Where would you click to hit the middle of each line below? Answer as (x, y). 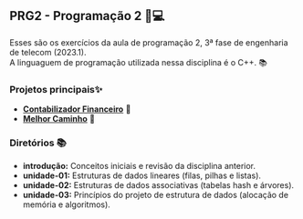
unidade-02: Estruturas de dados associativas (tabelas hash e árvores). (158, 185)
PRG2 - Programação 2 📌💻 (87, 16)
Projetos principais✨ (56, 89)
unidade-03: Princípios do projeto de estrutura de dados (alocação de (156, 195)
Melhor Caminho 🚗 (59, 119)
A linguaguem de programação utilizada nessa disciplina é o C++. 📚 (138, 62)
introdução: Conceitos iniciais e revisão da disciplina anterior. (139, 166)
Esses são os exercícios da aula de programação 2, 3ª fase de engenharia (149, 42)
